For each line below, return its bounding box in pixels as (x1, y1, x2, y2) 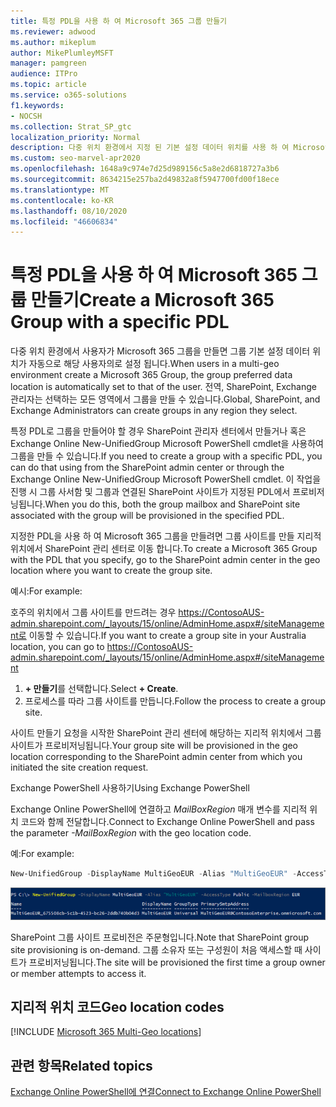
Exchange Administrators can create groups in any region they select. (10, 405, 298, 417)
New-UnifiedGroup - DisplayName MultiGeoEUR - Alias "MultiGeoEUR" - (10, 869, 298, 879)
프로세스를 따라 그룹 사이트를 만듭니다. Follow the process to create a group (24, 695, 326, 707)
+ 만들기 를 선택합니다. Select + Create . (24, 683, 179, 695)
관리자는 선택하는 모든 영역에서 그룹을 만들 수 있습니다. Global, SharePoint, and (10, 393, 321, 405)
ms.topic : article (10, 80, 87, 90)
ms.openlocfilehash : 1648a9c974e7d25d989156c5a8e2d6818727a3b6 (10, 164, 280, 174)
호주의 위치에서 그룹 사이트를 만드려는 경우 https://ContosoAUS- (10, 606, 265, 619)
